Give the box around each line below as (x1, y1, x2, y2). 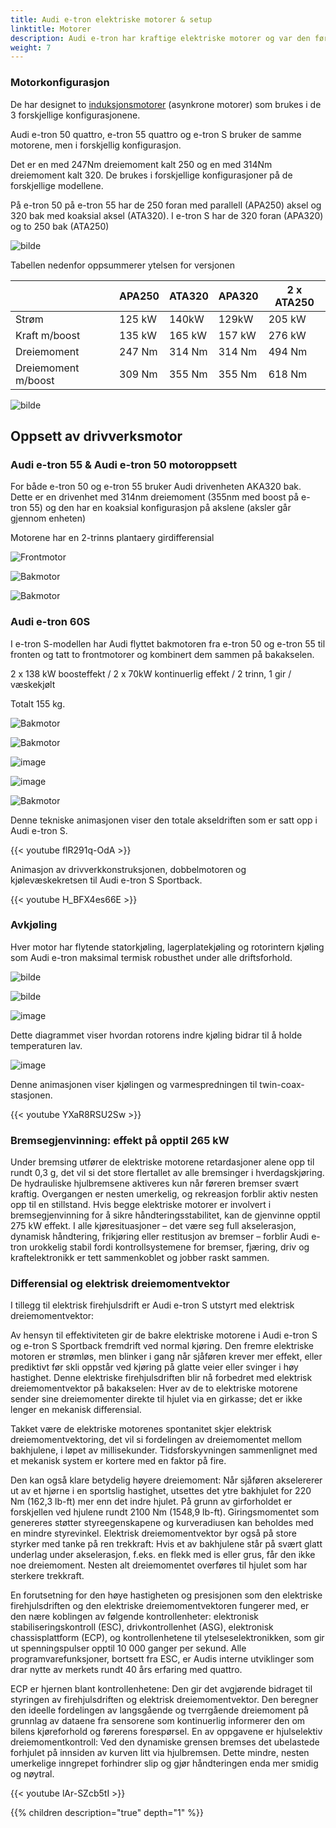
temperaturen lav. (10, 1039, 83, 1051)
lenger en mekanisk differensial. (10, 1404, 142, 1416)
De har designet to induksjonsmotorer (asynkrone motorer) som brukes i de (10, 98, 322, 110)
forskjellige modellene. (10, 179, 104, 191)
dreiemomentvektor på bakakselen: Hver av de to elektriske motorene (10, 1382, 298, 1395)
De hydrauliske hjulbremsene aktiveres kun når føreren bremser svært (10, 1177, 299, 1190)
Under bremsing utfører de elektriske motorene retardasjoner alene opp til (10, 1156, 315, 1168)
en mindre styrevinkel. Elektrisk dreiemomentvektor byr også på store (10, 1527, 298, 1540)
